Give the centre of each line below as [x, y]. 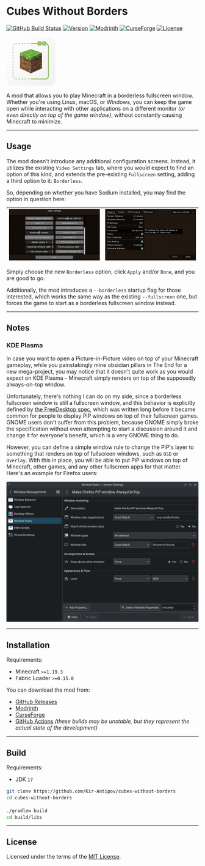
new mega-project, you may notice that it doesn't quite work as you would [100, 372]
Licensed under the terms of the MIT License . [64, 857]
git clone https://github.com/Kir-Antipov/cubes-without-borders [91, 791]
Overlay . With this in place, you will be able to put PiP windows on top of [97, 461]
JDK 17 [24, 779]
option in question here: [36, 199]
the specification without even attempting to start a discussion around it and [102, 429]
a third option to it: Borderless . [45, 180]
